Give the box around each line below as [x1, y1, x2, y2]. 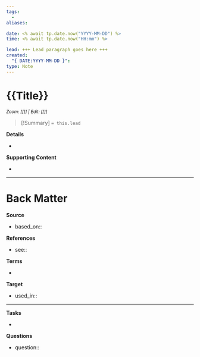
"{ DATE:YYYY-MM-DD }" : [11, 58, 70, 64]
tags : [6, 8, 20, 15]
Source [6, 211, 25, 218]
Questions [6, 332, 33, 339]
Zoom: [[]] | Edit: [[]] [6, 108, 48, 115]
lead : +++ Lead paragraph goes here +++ [6, 47, 108, 53]
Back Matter [6, 192, 68, 205]
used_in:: [14, 292, 37, 299]
